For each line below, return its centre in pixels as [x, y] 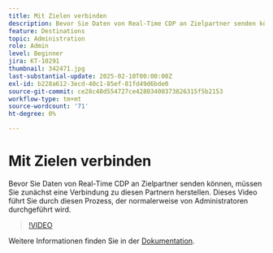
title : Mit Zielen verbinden [58, 16]
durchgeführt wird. [40, 209]
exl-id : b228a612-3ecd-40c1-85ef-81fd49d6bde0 [89, 84]
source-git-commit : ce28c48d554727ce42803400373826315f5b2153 [116, 91]
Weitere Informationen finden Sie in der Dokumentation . [102, 241]
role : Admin [28, 46]
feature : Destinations [47, 31]
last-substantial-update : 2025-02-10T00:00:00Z [91, 76]
